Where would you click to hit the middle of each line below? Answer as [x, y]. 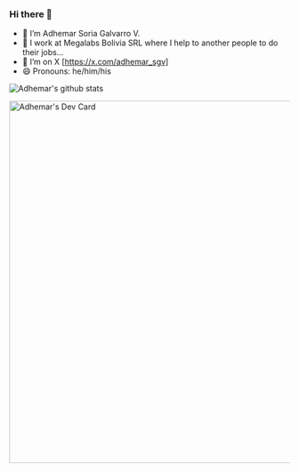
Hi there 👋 [31, 14]
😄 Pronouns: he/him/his [66, 71]
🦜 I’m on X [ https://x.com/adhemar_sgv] [95, 62]
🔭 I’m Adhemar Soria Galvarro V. [81, 34]
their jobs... [43, 52]
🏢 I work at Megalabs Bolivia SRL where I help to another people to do [150, 43]
